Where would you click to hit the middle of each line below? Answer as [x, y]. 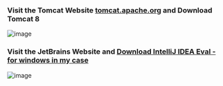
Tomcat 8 [24, 19]
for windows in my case [48, 61]
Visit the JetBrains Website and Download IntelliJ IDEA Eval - [111, 52]
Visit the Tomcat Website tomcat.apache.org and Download [110, 10]
